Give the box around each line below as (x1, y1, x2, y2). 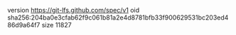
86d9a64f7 (7, 21, 41, 29)
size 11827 (41, 21, 73, 29)
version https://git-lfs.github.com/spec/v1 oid (7, 6, 140, 14)
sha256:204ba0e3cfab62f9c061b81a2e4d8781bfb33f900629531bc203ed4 (7, 13, 229, 22)
